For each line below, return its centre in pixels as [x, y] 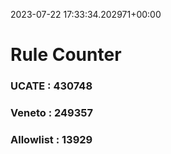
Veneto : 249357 [51, 113]
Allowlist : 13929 [51, 139]
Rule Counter [66, 55]
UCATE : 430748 [51, 86]
